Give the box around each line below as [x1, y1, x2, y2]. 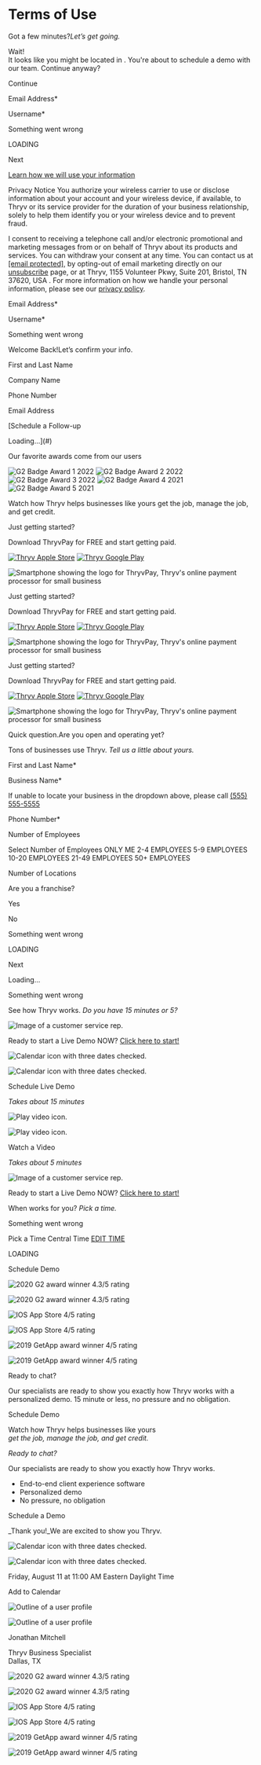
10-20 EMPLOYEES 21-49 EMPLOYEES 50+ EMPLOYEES [8, 853, 190, 862]
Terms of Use [8, 6, 97, 24]
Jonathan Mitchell [8, 1632, 67, 1642]
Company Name [8, 375, 61, 384]
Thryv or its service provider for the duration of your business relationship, [8, 202, 249, 211]
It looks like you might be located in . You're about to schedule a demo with [8, 55, 251, 64]
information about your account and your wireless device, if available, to [8, 193, 241, 203]
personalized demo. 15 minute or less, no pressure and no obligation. [8, 1394, 231, 1404]
